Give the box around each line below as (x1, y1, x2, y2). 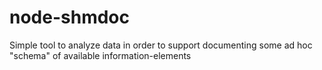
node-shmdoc (9, 6, 130, 29)
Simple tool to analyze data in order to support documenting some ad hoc (9, 39, 313, 51)
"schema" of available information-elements (9, 49, 192, 61)
